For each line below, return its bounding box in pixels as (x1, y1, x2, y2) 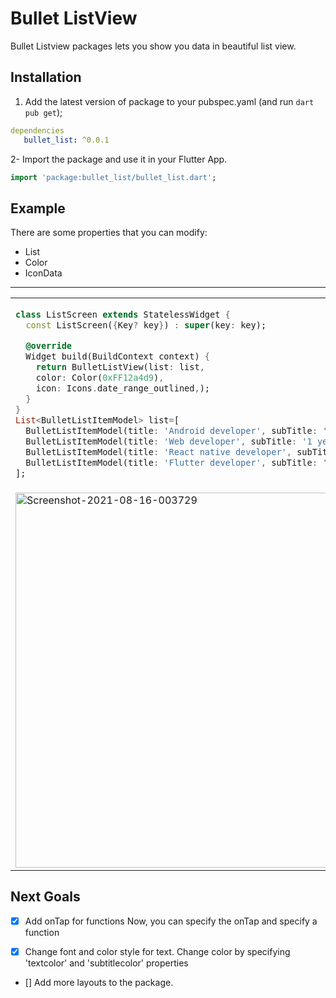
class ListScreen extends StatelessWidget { (15, 309, 231, 321)
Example (10, 200, 66, 217)
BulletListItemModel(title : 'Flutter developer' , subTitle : (25, 457, 318, 468)
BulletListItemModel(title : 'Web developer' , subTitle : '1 (25, 436, 313, 447)
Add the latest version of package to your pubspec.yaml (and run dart (24, 95, 315, 107)
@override (25, 340, 73, 352)
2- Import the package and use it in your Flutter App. (10, 153, 228, 165)
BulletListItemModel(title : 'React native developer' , (25, 447, 292, 457)
